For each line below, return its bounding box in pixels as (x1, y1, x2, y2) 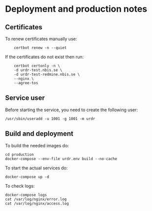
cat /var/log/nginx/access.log (5, 201, 69, 206)
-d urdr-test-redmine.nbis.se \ (14, 72, 80, 77)
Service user (5, 94, 45, 102)
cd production (5, 152, 34, 157)
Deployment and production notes (5, 3, 148, 15)
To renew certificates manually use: (5, 36, 77, 42)
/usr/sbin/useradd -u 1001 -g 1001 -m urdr (5, 116, 96, 121)
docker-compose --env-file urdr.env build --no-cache (5, 156, 118, 161)
